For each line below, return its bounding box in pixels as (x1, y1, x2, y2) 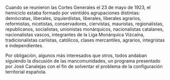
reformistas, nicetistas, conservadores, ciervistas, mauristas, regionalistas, (5, 21, 164, 27)
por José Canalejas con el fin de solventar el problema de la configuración (5, 64, 163, 69)
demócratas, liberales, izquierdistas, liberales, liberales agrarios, (5, 15, 141, 21)
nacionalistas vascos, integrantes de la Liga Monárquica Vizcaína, (5, 32, 145, 37)
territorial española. (5, 69, 47, 75)
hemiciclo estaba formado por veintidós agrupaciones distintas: (5, 10, 140, 16)
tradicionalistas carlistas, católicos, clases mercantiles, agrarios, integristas (5, 37, 165, 43)
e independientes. (5, 43, 44, 48)
